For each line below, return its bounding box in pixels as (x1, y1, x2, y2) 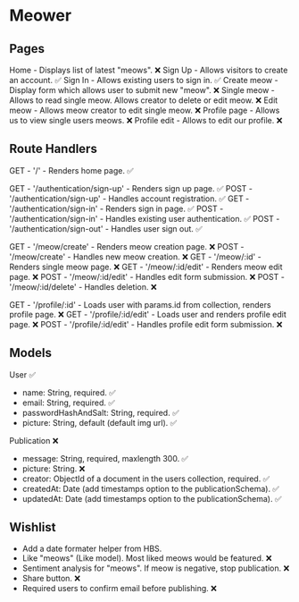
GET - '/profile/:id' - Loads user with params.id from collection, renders (9, 299, 271, 309)
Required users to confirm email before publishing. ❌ (21, 583, 217, 594)
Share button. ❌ (21, 573, 81, 584)
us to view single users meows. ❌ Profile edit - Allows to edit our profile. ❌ (9, 115, 283, 125)
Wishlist (9, 520, 56, 535)
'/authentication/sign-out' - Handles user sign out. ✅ (9, 223, 203, 233)
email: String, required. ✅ (21, 397, 116, 408)
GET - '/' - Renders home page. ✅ (9, 165, 134, 175)
